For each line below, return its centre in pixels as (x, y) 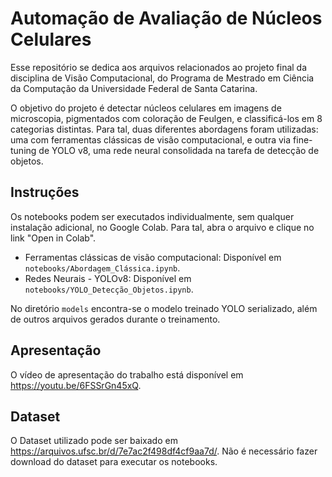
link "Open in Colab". (53, 238)
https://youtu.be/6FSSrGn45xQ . (76, 385)
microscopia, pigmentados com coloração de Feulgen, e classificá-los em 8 (166, 118)
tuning (23, 150)
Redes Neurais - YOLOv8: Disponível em (108, 278)
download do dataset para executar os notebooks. (114, 462)
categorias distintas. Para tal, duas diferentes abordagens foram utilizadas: (164, 129)
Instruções (45, 192)
